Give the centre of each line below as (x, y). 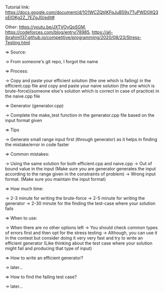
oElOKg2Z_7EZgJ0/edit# (30, 17)
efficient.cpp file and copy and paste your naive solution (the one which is (80, 86)
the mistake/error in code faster (37, 145)
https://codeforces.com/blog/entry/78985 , (48, 32)
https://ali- (102, 32)
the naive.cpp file (23, 96)
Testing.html (18, 43)
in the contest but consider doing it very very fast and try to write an (74, 238)
